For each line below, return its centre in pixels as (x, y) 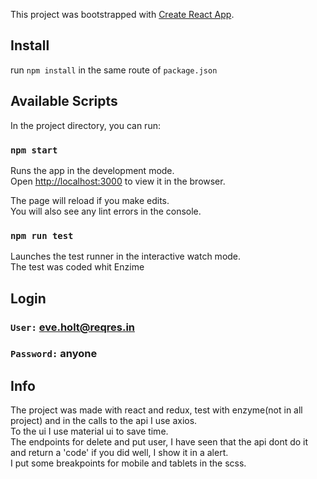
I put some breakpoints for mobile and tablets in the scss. (128, 463)
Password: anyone (54, 354)
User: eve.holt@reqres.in (72, 327)
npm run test (42, 235)
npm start (34, 150)
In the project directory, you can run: (85, 125)
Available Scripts (64, 101)
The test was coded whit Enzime (77, 267)
